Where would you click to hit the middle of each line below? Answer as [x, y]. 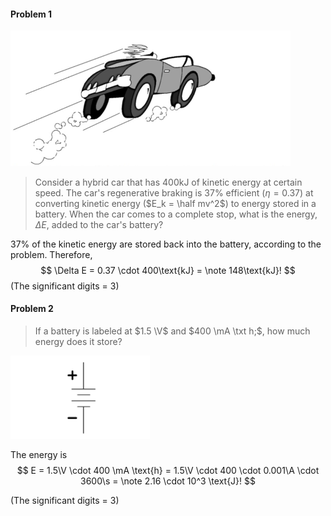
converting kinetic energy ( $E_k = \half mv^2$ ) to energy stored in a [175, 203]
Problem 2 [32, 309]
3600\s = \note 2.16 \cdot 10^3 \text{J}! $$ [167, 481]
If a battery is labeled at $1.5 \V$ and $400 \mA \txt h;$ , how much [172, 331]
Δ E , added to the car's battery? [99, 224]
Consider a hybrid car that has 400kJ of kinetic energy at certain [168, 182]
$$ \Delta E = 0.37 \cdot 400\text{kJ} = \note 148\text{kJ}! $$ [168, 270]
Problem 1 [31, 14]
